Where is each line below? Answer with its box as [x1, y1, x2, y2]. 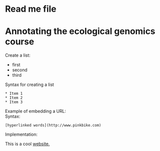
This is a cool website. [5, 141, 50, 147]
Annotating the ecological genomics [5, 26, 156, 37]
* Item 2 [5, 95, 23, 101]
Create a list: [5, 52, 31, 58]
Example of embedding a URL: [5, 108, 66, 114]
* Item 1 [5, 91, 23, 96]
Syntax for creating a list [5, 82, 55, 87]
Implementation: [5, 131, 38, 137]
